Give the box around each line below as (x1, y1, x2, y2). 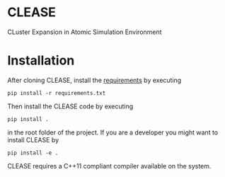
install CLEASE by (7, 135, 59, 144)
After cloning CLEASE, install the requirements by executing (7, 76, 182, 84)
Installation (7, 52, 75, 69)
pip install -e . (7, 149, 59, 156)
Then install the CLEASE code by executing (7, 102, 134, 110)
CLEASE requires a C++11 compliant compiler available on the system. (7, 161, 212, 170)
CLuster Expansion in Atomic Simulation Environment (7, 28, 162, 36)
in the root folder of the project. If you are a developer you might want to (7, 128, 218, 137)
